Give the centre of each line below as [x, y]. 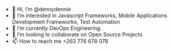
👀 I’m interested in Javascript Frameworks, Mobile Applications [89, 15]
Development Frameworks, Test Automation [66, 22]
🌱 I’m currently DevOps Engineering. [57, 28]
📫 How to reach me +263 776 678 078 [60, 41]
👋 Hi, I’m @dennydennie [42, 9]
